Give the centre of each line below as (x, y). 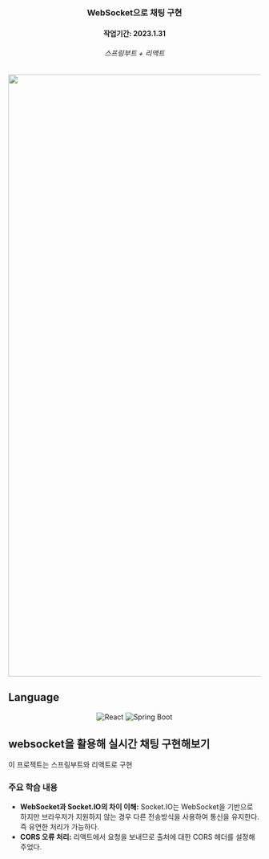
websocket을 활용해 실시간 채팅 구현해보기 (109, 744)
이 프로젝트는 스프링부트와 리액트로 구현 (70, 765)
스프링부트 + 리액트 (134, 53)
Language (34, 697)
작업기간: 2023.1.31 (134, 33)
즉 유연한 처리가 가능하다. (60, 826)
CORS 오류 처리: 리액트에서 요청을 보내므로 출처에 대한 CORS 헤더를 (127, 837)
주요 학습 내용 (33, 788)
